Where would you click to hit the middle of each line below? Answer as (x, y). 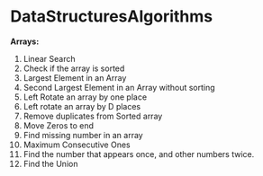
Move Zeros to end (58, 125)
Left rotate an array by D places (82, 106)
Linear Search (49, 58)
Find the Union (50, 163)
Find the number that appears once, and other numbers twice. (139, 154)
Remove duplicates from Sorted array (93, 116)
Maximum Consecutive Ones (77, 145)
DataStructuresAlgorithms (112, 17)
